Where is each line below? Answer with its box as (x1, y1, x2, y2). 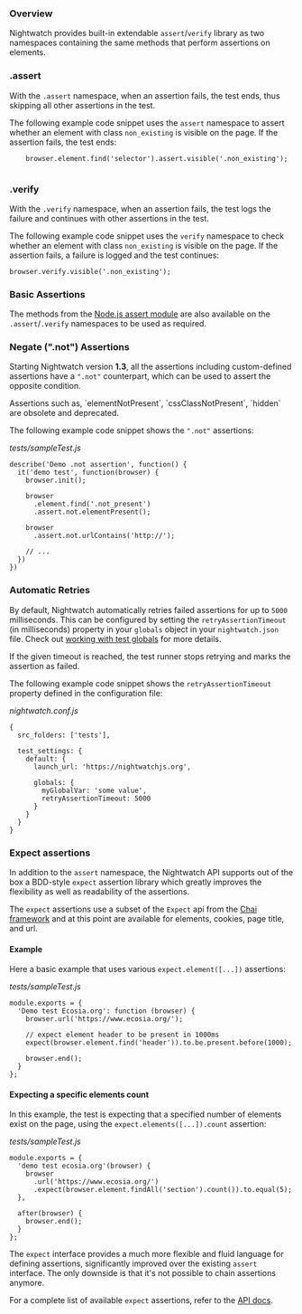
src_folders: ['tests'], (17, 731, 111, 740)
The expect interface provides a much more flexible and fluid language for (9, 1249, 284, 1260)
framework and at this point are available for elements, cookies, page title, (9, 913, 285, 924)
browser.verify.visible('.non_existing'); (9, 267, 171, 276)
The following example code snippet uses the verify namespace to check (9, 230, 285, 241)
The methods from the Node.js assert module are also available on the (9, 308, 270, 319)
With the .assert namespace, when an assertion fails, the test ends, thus (9, 90, 281, 101)
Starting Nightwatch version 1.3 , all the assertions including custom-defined (9, 361, 292, 373)
